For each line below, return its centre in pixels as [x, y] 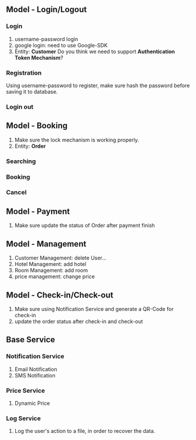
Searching [21, 161]
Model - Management [46, 244]
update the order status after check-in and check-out [79, 321]
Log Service [23, 418]
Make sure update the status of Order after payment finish [85, 226]
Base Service [31, 340]
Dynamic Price [32, 403]
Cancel [16, 192]
